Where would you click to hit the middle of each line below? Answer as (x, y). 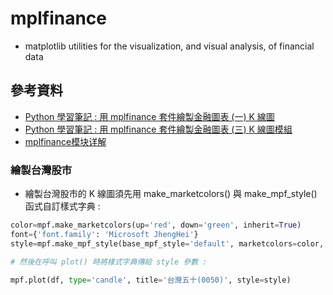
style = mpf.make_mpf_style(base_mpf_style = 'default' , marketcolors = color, (167, 243)
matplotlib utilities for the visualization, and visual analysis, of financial (169, 46)
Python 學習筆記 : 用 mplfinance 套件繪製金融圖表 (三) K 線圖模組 (158, 129)
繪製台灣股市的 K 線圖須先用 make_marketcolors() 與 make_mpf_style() (171, 194)
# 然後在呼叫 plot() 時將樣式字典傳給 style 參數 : (109, 262)
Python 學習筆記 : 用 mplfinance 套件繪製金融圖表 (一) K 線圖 (149, 116)
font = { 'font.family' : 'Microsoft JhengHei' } (104, 234)
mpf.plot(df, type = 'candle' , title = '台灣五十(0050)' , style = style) (151, 280)
